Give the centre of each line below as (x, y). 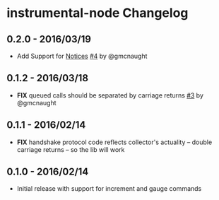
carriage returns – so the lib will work (71, 149)
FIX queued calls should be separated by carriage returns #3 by (110, 95)
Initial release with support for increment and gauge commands (109, 189)
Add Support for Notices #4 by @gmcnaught (82, 56)
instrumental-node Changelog (97, 13)
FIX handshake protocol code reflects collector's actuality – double (114, 142)
